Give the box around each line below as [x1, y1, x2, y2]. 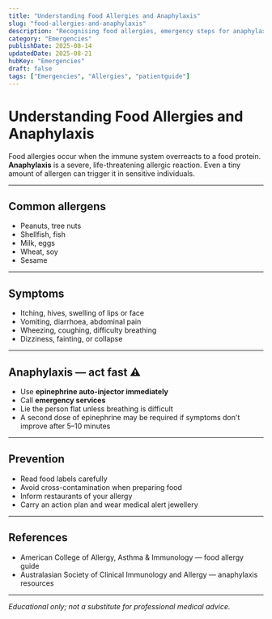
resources [19, 578, 54, 588]
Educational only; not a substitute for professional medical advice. [8, 601, 231, 611]
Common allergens [8, 200, 107, 213]
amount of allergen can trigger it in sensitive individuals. [8, 168, 196, 178]
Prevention [8, 452, 65, 466]
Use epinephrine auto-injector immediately [19, 387, 168, 396]
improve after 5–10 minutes [19, 421, 111, 431]
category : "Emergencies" [8, 34, 92, 43]
